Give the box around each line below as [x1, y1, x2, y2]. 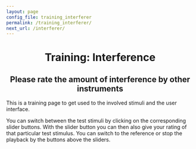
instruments [77, 84, 123, 94]
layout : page [6, 8, 39, 15]
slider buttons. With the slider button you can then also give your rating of [6, 123, 187, 131]
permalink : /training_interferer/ [6, 20, 92, 26]
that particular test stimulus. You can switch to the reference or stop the [6, 130, 183, 137]
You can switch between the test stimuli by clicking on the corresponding [6, 117, 186, 125]
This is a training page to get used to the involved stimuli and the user [6, 99, 177, 107]
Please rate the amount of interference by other [10, 74, 191, 84]
